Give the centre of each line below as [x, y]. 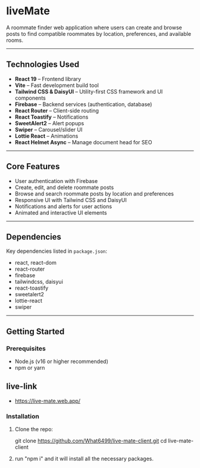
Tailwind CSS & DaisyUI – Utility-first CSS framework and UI [89, 91]
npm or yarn [30, 368]
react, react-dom [35, 263]
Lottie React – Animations [46, 136]
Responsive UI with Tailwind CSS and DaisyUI [71, 200]
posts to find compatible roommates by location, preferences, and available [99, 33]
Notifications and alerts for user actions [63, 206]
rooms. [15, 40]
